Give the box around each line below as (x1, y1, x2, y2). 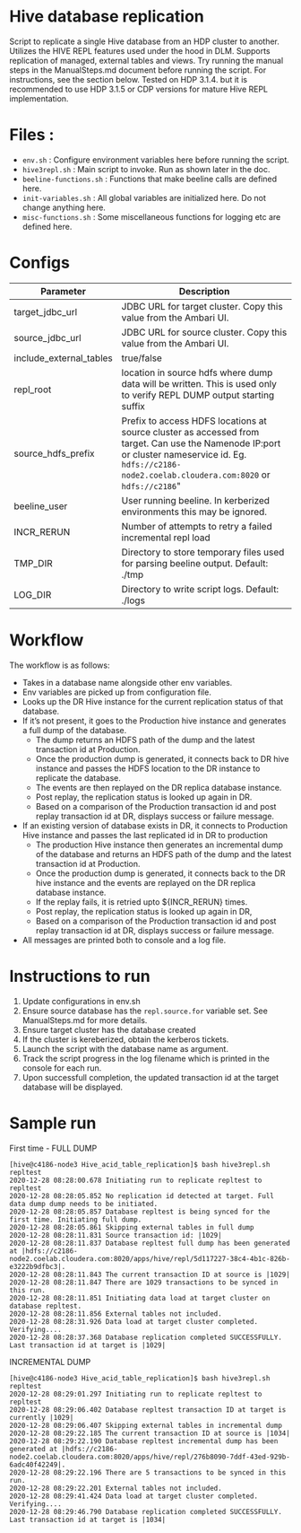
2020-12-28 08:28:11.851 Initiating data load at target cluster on (9, 1293, 271, 1302)
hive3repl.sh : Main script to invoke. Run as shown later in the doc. (21, 163, 271, 174)
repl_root (13, 383, 52, 396)
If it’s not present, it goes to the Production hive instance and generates (21, 715, 287, 726)
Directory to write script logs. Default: (121, 583, 279, 595)
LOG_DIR (13, 588, 52, 600)
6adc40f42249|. (9, 1460, 66, 1469)
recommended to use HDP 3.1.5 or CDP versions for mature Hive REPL (9, 83, 269, 94)
